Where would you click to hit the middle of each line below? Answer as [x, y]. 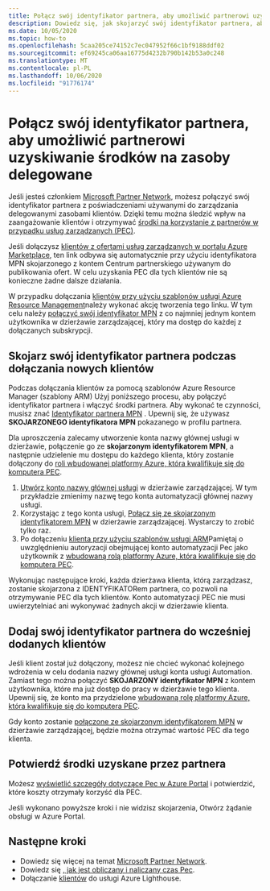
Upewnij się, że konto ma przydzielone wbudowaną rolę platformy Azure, [129, 698]
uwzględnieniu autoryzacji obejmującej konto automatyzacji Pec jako [134, 548]
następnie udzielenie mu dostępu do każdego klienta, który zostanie [121, 455]
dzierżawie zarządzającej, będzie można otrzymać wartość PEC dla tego [129, 731]
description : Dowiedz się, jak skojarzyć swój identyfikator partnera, [131, 23]
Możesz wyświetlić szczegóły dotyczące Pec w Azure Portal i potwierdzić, [132, 783]
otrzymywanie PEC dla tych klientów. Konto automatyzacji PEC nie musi [127, 598]
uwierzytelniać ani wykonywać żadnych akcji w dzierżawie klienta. [119, 606]
